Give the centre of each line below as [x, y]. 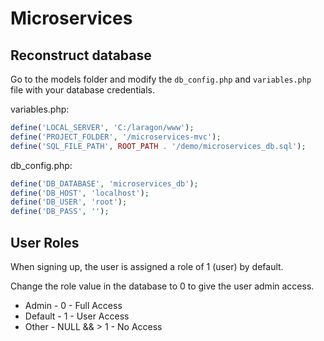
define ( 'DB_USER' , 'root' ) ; [69, 202]
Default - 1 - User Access [77, 316]
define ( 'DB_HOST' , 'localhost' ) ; [80, 193]
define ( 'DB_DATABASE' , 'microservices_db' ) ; [104, 183]
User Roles [45, 242]
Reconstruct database [81, 55]
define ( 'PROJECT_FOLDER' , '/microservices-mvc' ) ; [116, 137]
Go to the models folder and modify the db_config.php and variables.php [161, 79]
